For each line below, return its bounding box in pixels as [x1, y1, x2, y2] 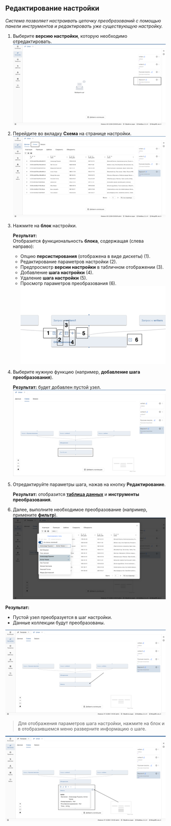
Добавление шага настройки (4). [20, 269, 94, 275]
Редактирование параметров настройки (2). [20, 259, 117, 265]
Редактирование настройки [5, 4, 100, 13]
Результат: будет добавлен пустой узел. [12, 384, 101, 390]
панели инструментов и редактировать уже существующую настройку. [5, 23, 163, 29]
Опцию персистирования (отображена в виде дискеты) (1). [20, 253, 151, 259]
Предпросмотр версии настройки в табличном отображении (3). [20, 264, 164, 270]
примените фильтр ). [12, 512, 58, 518]
